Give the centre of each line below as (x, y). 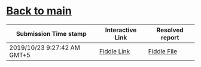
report (170, 37)
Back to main (39, 11)
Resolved (170, 30)
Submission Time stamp (51, 33)
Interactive (121, 30)
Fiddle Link (115, 51)
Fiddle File (163, 51)
